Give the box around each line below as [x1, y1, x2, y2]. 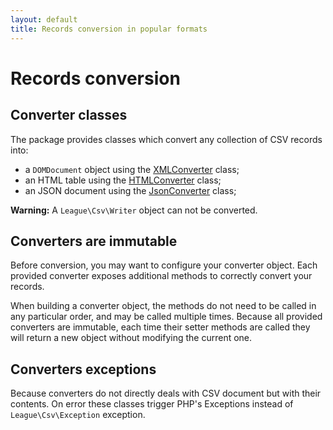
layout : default [10, 14, 78, 25]
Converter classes [10, 107, 128, 124]
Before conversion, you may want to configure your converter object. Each [10, 259, 318, 271]
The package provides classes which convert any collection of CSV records [10, 133, 323, 145]
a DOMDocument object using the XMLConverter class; [24, 163, 240, 175]
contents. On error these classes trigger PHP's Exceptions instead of [10, 398, 294, 410]
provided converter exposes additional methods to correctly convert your [10, 270, 313, 282]
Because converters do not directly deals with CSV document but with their [10, 387, 322, 400]
